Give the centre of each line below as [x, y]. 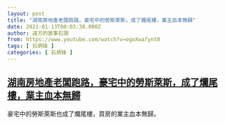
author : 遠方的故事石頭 [38, 33]
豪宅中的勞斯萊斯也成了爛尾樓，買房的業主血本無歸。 [84, 114]
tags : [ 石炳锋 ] [31, 46]
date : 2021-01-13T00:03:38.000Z [54, 26]
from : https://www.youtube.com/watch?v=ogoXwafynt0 [84, 40]
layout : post [26, 14]
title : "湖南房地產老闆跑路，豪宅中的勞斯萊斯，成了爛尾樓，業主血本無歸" [102, 20]
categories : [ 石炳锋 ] [40, 53]
